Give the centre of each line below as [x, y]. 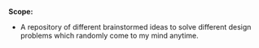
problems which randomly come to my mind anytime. [110, 36]
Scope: [21, 12]
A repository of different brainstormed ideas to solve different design [136, 27]
